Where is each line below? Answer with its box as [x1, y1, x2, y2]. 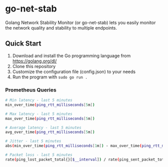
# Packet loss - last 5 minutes [5, 152, 72, 157]
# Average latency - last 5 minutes [5, 125, 81, 130]
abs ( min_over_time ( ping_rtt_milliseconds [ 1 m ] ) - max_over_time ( [5, 143, 142, 148]
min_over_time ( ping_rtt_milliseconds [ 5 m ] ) [5, 102, 95, 107]
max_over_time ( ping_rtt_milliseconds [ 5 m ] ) [5, 116, 95, 121]
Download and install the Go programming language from [12, 52, 131, 58]
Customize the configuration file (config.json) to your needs [12, 68, 136, 74]
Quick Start [5, 39, 41, 48]
